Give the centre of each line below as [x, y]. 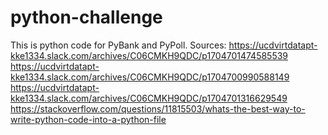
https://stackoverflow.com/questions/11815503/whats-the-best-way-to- [158, 108]
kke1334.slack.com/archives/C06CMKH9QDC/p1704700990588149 [150, 77]
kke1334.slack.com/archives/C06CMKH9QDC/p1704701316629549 [149, 98]
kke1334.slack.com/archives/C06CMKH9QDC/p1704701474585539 [149, 55]
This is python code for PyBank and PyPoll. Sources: [118, 45]
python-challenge [86, 17]
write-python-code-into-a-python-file [88, 119]
